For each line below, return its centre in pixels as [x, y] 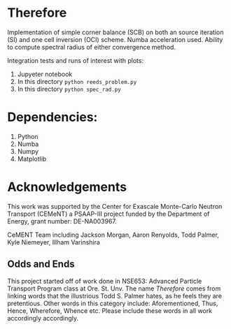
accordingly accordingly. [43, 318]
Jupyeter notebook [45, 74]
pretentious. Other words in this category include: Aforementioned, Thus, [113, 303]
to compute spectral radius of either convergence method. [92, 47]
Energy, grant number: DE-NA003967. [62, 221]
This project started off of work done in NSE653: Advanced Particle [105, 281]
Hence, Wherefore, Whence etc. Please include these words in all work [110, 310]
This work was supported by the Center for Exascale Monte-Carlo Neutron [115, 206]
